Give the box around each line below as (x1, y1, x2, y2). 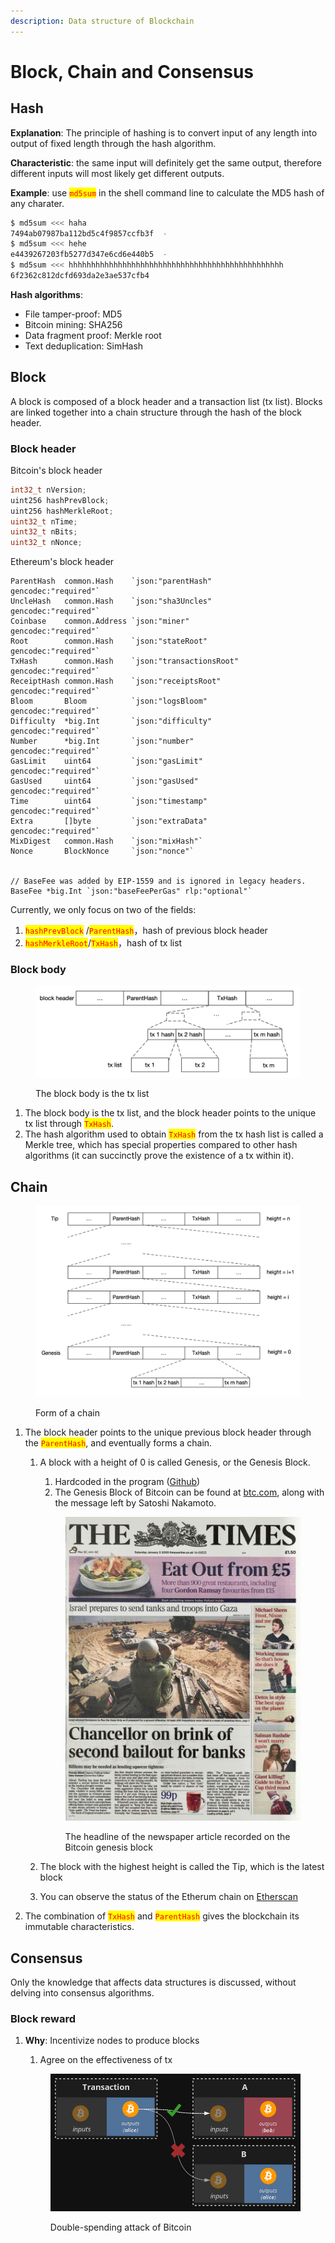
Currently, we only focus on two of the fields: (10, 904, 197, 916)
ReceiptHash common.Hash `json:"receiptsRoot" (10, 676, 222, 687)
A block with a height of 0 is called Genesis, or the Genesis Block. (39, 1456, 311, 1468)
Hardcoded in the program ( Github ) (54, 1475, 201, 1487)
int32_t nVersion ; (10, 485, 87, 495)
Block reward (10, 2011, 77, 2025)
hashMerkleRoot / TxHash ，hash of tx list (24, 937, 183, 949)
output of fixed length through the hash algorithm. (10, 137, 217, 149)
